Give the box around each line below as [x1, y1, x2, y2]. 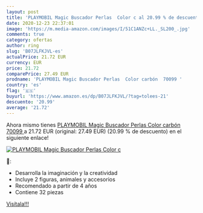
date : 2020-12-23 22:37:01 [6, 20, 74, 26]
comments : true [6, 31, 45, 38]
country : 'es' [6, 82, 42, 88]
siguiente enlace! [6, 134, 49, 141]
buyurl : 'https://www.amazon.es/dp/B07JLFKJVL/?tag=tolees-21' [6, 93, 169, 99]
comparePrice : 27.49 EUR [6, 71, 69, 77]
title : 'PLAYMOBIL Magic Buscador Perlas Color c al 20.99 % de [6, 15, 174, 21]
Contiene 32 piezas [14, 188, 64, 195]
